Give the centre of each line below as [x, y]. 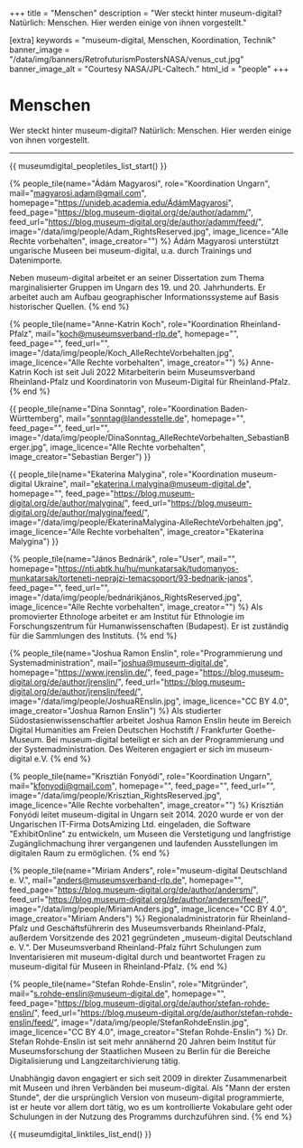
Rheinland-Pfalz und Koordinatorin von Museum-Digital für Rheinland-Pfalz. [150, 381]
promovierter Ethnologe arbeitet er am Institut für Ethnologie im [127, 616]
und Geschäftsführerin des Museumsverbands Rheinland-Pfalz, [148, 928]
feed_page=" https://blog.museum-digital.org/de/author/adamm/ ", [132, 212]
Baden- [234, 408]
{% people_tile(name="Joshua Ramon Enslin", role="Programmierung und [146, 653]
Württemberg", [37, 418]
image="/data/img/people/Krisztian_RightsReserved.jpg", [116, 795]
